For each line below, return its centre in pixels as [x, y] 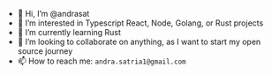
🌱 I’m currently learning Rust [69, 32]
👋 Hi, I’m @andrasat [53, 14]
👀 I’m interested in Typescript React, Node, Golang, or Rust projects [140, 23]
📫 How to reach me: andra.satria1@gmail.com [102, 61]
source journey [45, 51]
